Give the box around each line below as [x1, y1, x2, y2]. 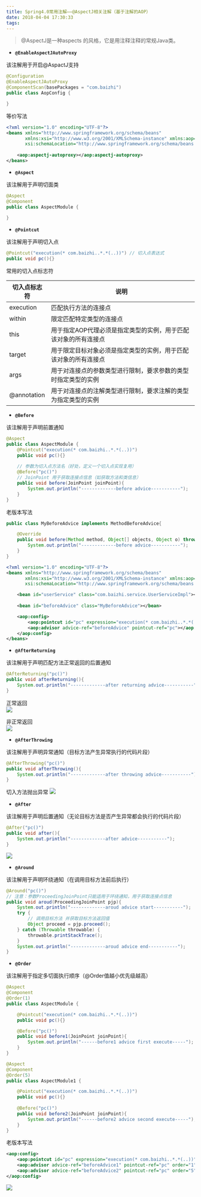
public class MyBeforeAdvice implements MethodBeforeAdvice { [6, 520, 162, 527]
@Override [17, 531, 42, 537]
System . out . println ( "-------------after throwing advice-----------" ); [17, 771, 199, 777]
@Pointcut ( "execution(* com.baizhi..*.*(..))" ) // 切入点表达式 [6, 250, 165, 256]
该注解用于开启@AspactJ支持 [6, 61, 79, 69]
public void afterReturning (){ [6, 677, 84, 683]
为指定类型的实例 [50, 396, 99, 404]
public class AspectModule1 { [6, 1078, 82, 1084]
